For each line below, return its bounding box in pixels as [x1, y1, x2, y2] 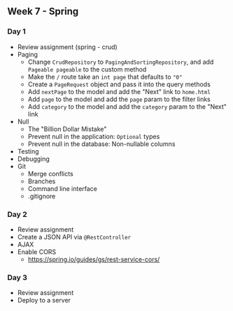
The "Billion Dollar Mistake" [27, 124, 107, 133]
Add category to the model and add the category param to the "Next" [27, 102, 227, 111]
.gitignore [27, 192, 56, 200]
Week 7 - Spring [7, 6, 79, 18]
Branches [27, 177, 56, 185]
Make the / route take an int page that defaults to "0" [27, 72, 183, 81]
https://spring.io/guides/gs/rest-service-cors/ [27, 255, 160, 263]
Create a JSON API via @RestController [17, 232, 132, 241]
